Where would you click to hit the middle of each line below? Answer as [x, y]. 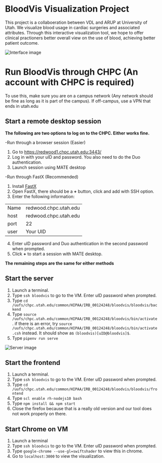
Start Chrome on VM [37, 429]
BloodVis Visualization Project [67, 9]
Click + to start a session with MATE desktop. [57, 254]
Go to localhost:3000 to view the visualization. [58, 456]
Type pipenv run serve [35, 338]
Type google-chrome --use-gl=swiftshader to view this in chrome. [78, 451]
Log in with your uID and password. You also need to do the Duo [76, 157]
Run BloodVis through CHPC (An [72, 72]
